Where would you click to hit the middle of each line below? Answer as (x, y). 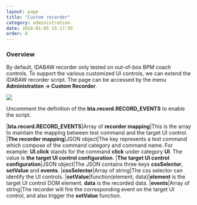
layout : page (22, 12)
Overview (21, 55)
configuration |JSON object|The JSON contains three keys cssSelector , (95, 164)
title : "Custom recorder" (38, 17)
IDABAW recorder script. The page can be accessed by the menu (86, 80)
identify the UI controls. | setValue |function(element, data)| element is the (96, 177)
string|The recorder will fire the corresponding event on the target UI (90, 190)
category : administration (38, 23)
